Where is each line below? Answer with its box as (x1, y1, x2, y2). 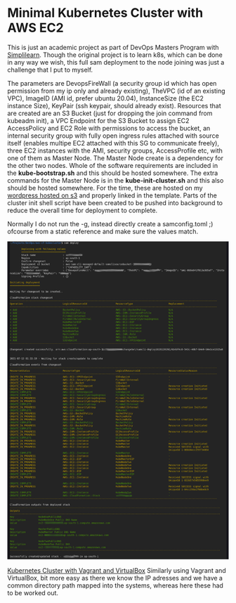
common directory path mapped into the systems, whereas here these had (7, 581, 223, 590)
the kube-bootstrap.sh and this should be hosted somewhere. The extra (7, 169, 218, 177)
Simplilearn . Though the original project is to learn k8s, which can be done (7, 51, 223, 59)
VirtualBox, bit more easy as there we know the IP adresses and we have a (7, 573, 223, 582)
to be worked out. (7, 588, 58, 597)
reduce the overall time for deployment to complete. (7, 206, 158, 214)
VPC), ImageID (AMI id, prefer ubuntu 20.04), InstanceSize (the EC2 (7, 93, 204, 103)
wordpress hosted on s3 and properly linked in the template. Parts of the (7, 191, 218, 200)
